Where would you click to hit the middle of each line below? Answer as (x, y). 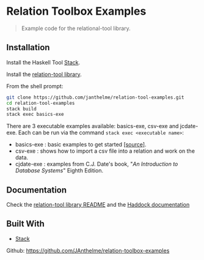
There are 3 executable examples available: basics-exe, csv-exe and (93, 126)
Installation (28, 48)
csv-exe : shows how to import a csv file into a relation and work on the (105, 151)
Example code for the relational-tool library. (76, 28)
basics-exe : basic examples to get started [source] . (81, 145)
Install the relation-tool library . (44, 74)
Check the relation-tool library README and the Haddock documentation (98, 205)
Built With (25, 224)
